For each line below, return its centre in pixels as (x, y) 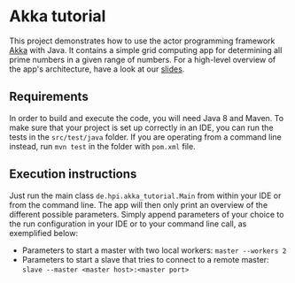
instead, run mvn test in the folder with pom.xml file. (103, 146)
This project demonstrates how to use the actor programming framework (142, 41)
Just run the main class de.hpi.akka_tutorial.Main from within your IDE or (145, 195)
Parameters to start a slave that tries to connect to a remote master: (145, 259)
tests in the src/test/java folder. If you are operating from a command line (145, 137)
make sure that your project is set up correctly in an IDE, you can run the (141, 127)
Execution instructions (73, 174)
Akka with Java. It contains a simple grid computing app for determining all (146, 50)
